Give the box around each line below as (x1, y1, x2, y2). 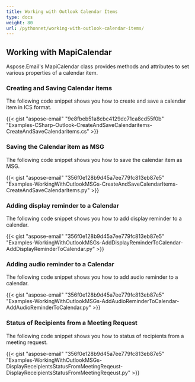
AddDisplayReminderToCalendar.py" (6, 245, 95, 252)
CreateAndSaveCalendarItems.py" (6, 186, 90, 193)
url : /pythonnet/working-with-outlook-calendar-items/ (6, 25, 145, 31)
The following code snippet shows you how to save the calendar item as (6, 156, 183, 163)
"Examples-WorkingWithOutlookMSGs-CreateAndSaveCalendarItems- (6, 180, 178, 187)
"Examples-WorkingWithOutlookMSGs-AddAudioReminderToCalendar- (6, 298, 180, 305)
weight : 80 (6, 20, 33, 26)
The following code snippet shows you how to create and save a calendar (6, 97, 186, 104)
